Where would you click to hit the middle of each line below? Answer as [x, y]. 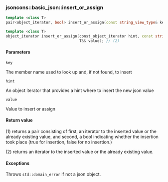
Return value [19, 120]
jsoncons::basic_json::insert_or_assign [55, 7]
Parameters [18, 52]
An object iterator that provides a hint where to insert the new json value [80, 90]
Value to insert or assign [31, 108]
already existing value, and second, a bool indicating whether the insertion [82, 137]
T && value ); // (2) [100, 41]
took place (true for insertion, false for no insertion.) [59, 142]
